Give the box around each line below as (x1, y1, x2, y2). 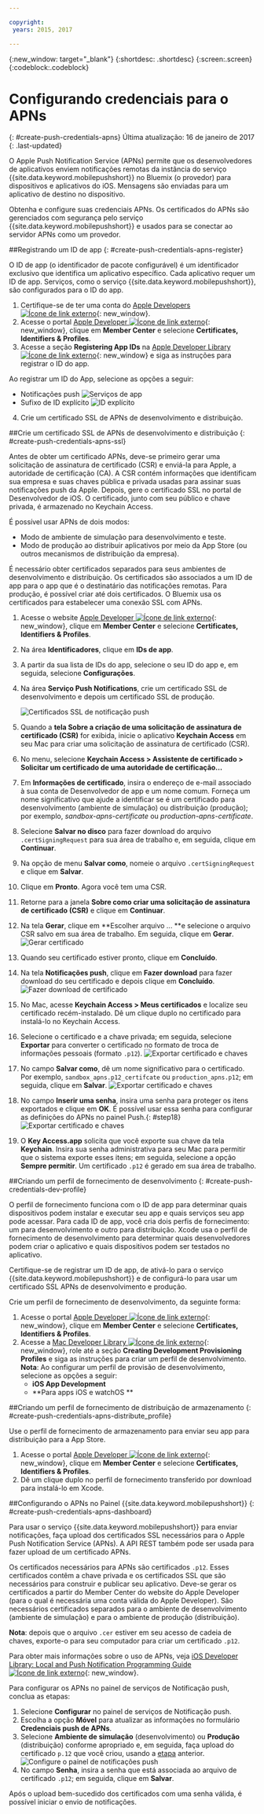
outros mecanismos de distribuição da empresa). (20, 549, 180, 559)
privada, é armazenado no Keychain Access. (9, 502, 154, 512)
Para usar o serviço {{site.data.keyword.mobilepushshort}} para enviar (9, 1522, 238, 1532)
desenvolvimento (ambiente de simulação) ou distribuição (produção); (20, 803, 248, 813)
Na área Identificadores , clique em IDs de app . (20, 645, 174, 655)
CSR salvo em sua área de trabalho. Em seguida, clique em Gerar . (20, 929, 234, 939)
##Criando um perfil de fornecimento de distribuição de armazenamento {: (9, 1403, 251, 1412)
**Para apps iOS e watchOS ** (31, 1388, 134, 1397)
